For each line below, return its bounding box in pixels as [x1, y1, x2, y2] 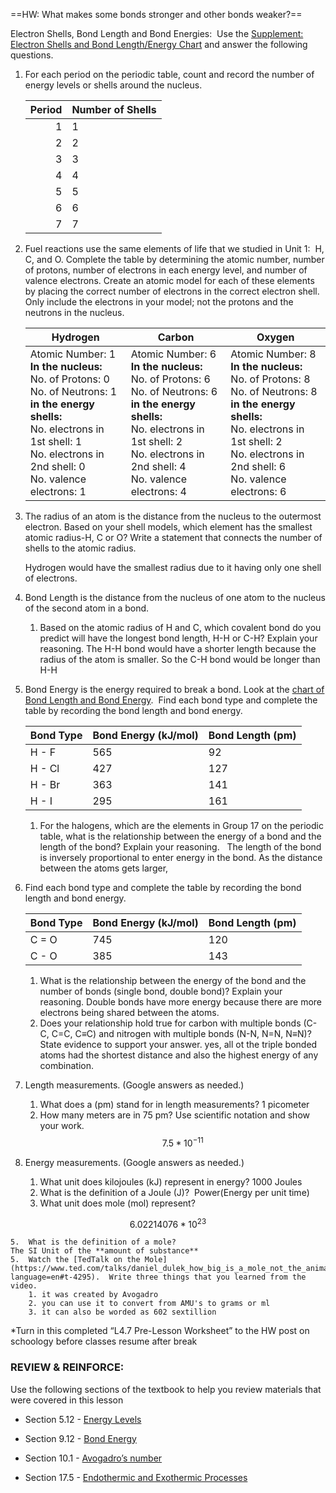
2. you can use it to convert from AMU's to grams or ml [28, 1299, 271, 1309]
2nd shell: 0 [29, 460, 86, 473]
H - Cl [29, 762, 60, 775]
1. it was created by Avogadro [28, 1290, 159, 1300]
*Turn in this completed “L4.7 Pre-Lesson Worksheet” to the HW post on [10, 1325, 310, 1337]
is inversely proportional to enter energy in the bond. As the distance [39, 852, 323, 863]
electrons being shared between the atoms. [39, 1007, 220, 1018]
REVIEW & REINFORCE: [10, 1360, 125, 1374]
